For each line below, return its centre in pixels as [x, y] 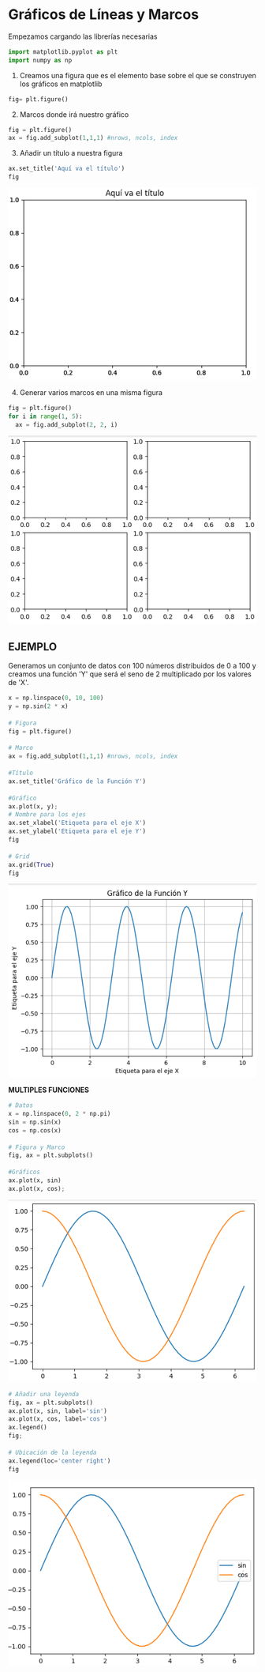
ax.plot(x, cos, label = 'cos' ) [58, 1419]
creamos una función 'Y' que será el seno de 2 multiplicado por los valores [130, 674]
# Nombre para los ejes [47, 815]
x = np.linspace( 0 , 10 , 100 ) [56, 698]
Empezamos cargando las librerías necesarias [83, 36]
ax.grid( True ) [32, 864]
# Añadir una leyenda [44, 1394]
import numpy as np [40, 60]
